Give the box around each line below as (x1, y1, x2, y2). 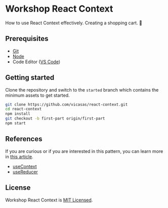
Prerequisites (5, 34, 49, 43)
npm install (5, 111, 30, 116)
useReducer (12, 169, 38, 175)
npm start (5, 121, 26, 126)
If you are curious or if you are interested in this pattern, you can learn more (5, 148, 163, 154)
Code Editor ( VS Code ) (12, 59, 61, 65)
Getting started (5, 73, 55, 82)
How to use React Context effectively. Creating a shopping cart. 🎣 (5, 20, 143, 26)
